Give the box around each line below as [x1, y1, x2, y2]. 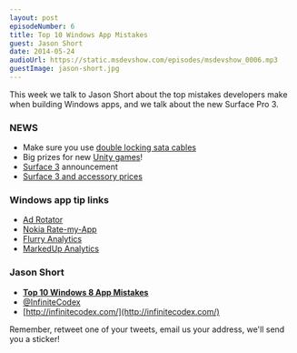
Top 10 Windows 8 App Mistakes [22, 287, 149, 298]
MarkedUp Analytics [22, 243, 100, 255]
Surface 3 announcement [22, 161, 118, 173]
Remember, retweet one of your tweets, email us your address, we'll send [9, 324, 285, 335]
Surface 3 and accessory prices [22, 171, 144, 182]
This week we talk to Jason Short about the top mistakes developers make [9, 88, 288, 100]
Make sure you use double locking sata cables [22, 142, 197, 153]
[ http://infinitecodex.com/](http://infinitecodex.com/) [22, 306, 220, 317]
